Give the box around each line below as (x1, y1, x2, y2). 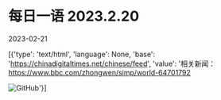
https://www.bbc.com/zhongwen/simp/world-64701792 (8, 67, 191, 77)
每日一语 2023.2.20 (8, 7, 140, 25)
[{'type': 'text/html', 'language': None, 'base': (8, 49, 156, 59)
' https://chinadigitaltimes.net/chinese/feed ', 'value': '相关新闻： (8, 59, 216, 68)
